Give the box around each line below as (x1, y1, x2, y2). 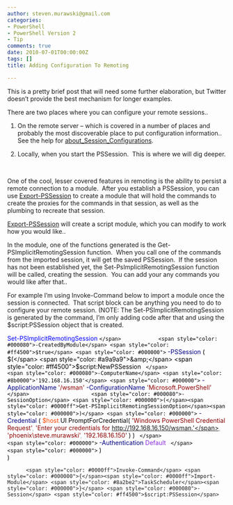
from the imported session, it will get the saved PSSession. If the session (7, 255, 218, 264)
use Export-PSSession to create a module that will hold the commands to (7, 191, 217, 200)
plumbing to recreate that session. (7, 206, 106, 214)
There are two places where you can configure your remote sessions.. (7, 108, 209, 116)
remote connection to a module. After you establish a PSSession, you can (7, 184, 220, 192)
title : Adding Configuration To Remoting (7, 62, 129, 69)
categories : (7, 17, 42, 24)
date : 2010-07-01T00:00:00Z (7, 49, 89, 56)
